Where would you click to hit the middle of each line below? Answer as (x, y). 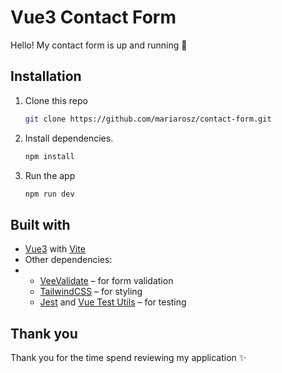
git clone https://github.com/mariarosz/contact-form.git (148, 119)
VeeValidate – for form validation (106, 281)
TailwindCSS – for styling (91, 292)
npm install (49, 156)
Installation (46, 76)
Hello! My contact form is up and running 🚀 (99, 45)
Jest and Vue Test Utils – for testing (113, 302)
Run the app (50, 175)
